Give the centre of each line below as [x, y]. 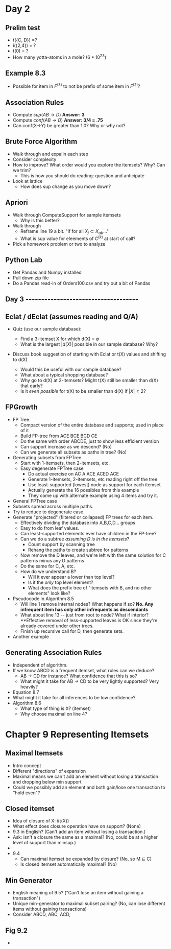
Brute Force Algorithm [41, 142]
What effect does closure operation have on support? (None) [77, 826]
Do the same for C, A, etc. [47, 566]
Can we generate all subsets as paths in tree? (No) [73, 452]
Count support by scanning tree [62, 544]
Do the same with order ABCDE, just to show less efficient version [90, 441]
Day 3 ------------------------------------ [72, 299]
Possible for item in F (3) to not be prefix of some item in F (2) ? [76, 86]
